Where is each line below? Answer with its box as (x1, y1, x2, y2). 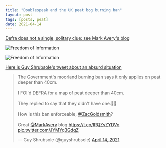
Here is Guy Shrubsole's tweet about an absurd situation (5, 64, 122, 70)
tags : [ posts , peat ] (5, 17, 49, 22)
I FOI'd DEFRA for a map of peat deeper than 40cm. (17, 90, 124, 96)
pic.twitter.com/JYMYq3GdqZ (17, 127, 79, 133)
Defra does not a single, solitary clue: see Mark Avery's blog (5, 35, 130, 41)
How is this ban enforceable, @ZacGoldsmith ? (17, 111, 113, 117)
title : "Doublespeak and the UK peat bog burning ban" (5, 7, 122, 13)
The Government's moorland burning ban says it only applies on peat (17, 74, 161, 80)
